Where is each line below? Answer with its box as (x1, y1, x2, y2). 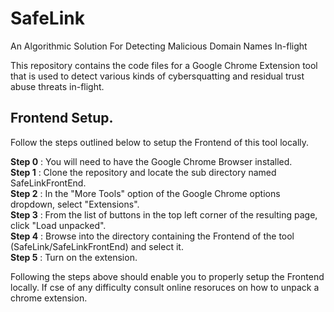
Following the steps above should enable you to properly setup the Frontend (10, 270, 325, 282)
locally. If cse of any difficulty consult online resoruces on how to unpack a (10, 281, 320, 293)
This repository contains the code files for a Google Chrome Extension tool (10, 59, 318, 71)
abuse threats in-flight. (10, 80, 105, 92)
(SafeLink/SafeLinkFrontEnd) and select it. (10, 240, 184, 252)
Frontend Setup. (10, 110, 114, 127)
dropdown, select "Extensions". (10, 198, 140, 210)
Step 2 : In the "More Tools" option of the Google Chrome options (10, 187, 281, 199)
